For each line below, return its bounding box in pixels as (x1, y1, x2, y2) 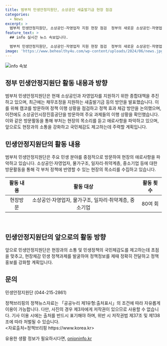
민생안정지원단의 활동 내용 (5, 140, 81, 148)
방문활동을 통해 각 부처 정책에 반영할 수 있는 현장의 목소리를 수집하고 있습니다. (5, 167, 157, 173)
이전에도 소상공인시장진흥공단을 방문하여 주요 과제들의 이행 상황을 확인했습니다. (5, 111, 160, 117)
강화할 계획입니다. (18, 259, 53, 265)
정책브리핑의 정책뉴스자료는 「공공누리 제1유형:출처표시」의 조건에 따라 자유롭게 (5, 300, 161, 306)
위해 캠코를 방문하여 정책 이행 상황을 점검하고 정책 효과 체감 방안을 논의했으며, (10, 105, 162, 111)
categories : (5, 12, 30, 17)
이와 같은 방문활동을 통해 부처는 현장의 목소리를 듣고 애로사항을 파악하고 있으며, (5, 118, 159, 124)
